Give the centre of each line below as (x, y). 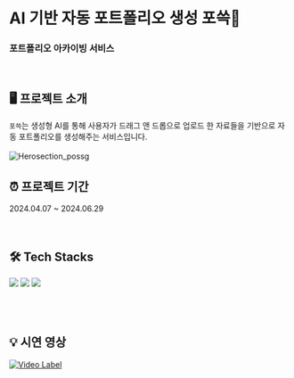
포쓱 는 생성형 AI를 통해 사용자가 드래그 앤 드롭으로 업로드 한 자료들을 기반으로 (143, 126)
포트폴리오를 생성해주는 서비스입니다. (83, 137)
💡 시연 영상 (38, 343)
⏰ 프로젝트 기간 (49, 187)
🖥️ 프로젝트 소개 (48, 99)
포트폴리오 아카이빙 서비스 (62, 48)
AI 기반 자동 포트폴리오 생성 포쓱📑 (125, 18)
